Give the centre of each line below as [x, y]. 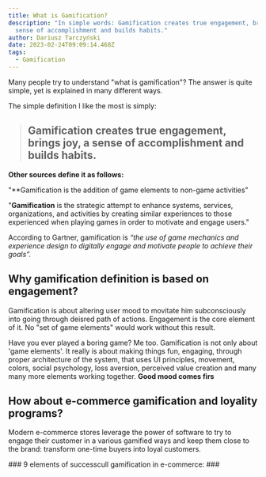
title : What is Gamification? [58, 15]
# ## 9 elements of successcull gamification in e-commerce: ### [114, 464]
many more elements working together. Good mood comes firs [111, 376]
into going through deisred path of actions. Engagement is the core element [132, 319]
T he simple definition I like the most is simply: [82, 106]
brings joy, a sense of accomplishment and [136, 143]
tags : [17, 52]
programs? [36, 413]
